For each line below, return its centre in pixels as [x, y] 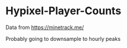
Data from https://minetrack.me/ [45, 27]
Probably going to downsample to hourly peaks [63, 39]
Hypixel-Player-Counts [63, 11]
